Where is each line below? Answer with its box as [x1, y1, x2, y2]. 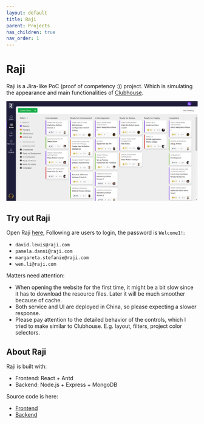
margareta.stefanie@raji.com [15, 255, 89, 261]
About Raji [6, 347, 47, 357]
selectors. [15, 329, 41, 336]
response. [15, 310, 41, 317]
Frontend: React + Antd [15, 375, 74, 382]
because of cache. [15, 297, 63, 304]
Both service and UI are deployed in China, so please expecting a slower [15, 303, 197, 310]
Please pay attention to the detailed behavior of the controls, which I [15, 316, 186, 324]
